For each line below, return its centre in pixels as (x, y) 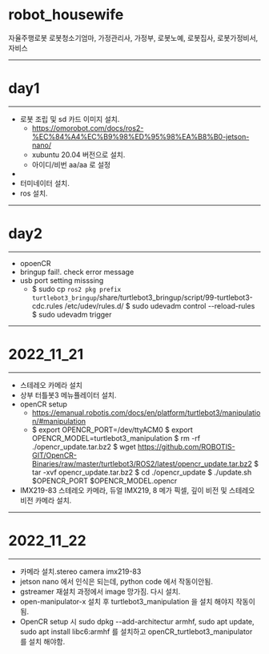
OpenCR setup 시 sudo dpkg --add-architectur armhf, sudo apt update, (137, 621)
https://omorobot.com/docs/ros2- (88, 128)
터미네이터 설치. (44, 183)
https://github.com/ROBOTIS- (186, 446)
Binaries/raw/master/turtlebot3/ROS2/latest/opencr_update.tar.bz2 (142, 463)
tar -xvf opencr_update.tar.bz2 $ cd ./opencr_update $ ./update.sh (142, 472)
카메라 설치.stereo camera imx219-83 (80, 571)
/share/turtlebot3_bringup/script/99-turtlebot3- (175, 297)
